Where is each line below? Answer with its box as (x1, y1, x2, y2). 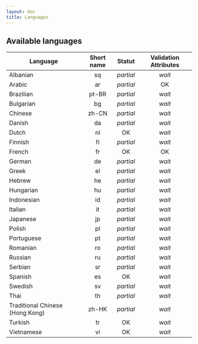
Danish (9, 119, 28, 127)
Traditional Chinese (9, 301, 63, 310)
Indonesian (9, 196, 40, 204)
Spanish (9, 272, 32, 281)
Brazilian (9, 90, 34, 98)
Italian (9, 205, 27, 213)
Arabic (9, 80, 28, 89)
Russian (9, 254, 31, 262)
